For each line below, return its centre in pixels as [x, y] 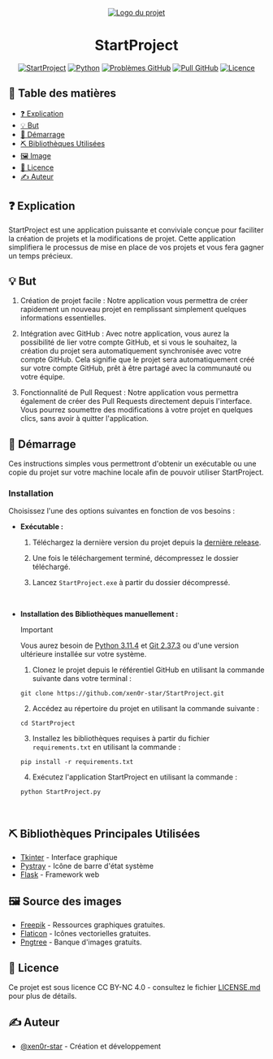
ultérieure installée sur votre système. [83, 654]
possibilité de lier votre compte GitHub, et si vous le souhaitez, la [128, 342]
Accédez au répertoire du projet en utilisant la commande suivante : [146, 709]
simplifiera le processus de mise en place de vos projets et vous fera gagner [136, 247]
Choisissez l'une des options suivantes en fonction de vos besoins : [122, 511]
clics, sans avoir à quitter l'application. [84, 419]
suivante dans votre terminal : [82, 679]
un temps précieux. [41, 255]
